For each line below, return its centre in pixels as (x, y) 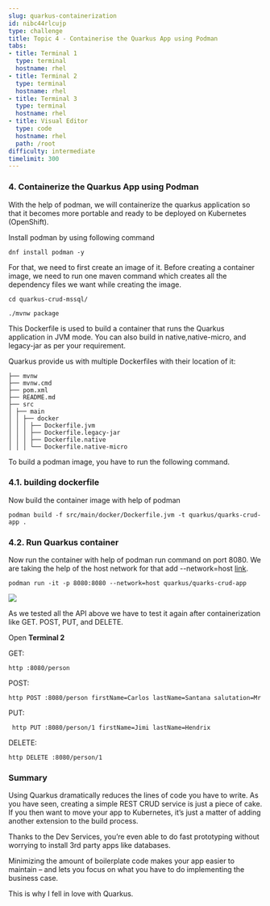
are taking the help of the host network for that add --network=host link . (128, 569)
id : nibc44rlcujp (37, 23)
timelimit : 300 (34, 158)
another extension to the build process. (73, 821)
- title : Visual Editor (48, 121)
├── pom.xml (28, 390)
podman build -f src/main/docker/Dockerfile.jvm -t (97, 515)
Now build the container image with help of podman (95, 500)
